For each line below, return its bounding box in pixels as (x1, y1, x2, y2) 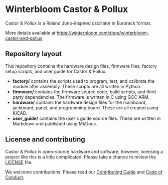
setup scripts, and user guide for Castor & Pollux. (5, 68, 107, 74)
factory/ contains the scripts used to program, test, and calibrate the (12, 78, 154, 84)
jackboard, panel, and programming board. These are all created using (12, 104, 159, 111)
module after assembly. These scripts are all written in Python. (12, 83, 142, 89)
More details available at (5, 30, 56, 36)
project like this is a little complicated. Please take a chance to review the (5, 154, 156, 160)
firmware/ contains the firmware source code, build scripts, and (12, 89, 145, 95)
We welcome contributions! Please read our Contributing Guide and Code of (5, 169, 163, 175)
